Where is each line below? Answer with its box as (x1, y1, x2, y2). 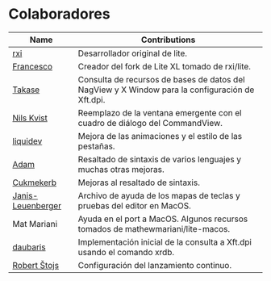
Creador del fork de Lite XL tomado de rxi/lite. (77, 61, 252, 72)
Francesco (12, 61, 53, 72)
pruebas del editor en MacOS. (77, 199, 192, 211)
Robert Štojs (12, 259, 59, 271)
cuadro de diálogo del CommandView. (77, 117, 223, 128)
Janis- (12, 190, 39, 201)
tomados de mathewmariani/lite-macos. (77, 223, 231, 234)
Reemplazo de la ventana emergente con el (77, 107, 242, 118)
